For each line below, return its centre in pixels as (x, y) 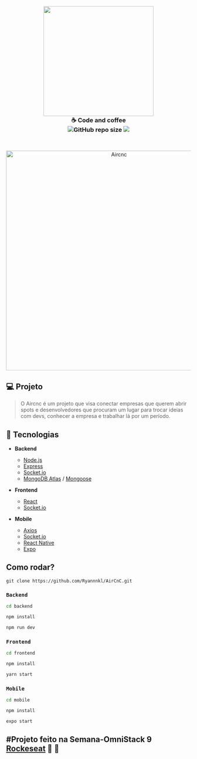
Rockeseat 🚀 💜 (33, 748)
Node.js (33, 460)
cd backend (19, 607)
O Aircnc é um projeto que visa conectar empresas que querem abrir (103, 404)
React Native (39, 543)
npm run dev (21, 627)
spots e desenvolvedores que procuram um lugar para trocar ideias (102, 410)
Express (33, 466)
